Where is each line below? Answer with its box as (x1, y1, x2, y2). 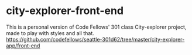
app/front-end (6, 42, 40, 49)
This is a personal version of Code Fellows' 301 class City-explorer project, (6, 23, 187, 30)
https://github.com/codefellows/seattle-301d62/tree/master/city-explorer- (6, 36, 185, 43)
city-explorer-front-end (6, 4, 124, 18)
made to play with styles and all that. (6, 29, 95, 36)
